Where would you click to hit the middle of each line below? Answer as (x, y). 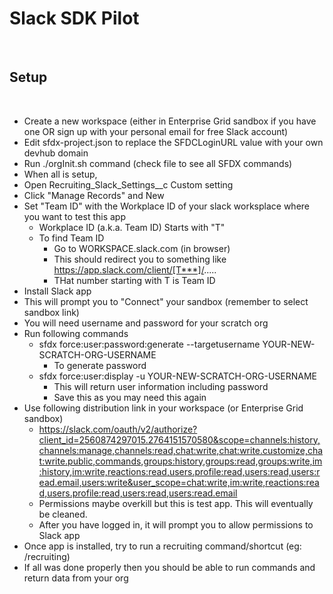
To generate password (100, 365)
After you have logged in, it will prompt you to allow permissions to (176, 524)
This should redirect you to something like (140, 259)
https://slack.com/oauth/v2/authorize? (118, 429)
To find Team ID (71, 238)
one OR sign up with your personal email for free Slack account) (156, 131)
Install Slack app (57, 291)
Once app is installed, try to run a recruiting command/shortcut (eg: (162, 546)
